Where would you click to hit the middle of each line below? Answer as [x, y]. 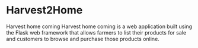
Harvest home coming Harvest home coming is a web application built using [99, 26]
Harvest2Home [44, 10]
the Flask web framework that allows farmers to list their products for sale [96, 32]
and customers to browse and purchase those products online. [83, 39]
